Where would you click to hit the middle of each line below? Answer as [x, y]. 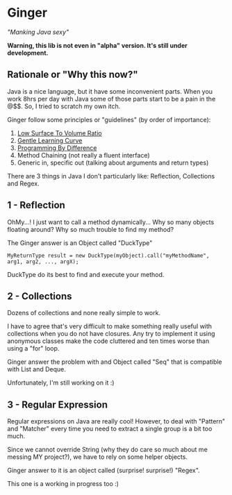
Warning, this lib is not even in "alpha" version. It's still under [97, 45]
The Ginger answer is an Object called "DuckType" [80, 243]
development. [28, 53]
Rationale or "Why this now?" [73, 75]
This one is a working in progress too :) [63, 484]
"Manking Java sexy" [38, 32]
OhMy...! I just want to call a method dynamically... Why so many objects [111, 222]
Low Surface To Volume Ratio [59, 133]
